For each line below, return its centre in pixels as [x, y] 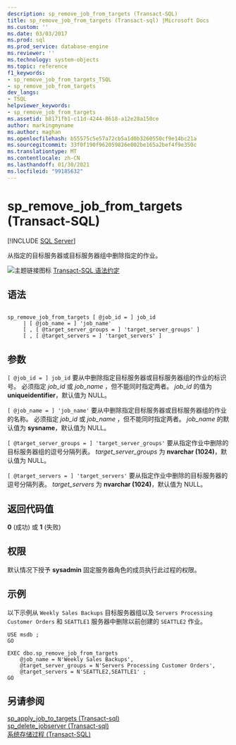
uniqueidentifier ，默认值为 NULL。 [59, 395]
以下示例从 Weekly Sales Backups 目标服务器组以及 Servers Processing [110, 612]
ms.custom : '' [28, 27]
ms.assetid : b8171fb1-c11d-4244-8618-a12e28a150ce [83, 119]
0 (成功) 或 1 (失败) [34, 527]
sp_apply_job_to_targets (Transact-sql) [63, 719]
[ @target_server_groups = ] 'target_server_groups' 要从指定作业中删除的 [118, 443]
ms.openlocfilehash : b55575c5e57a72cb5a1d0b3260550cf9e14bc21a [102, 138]
